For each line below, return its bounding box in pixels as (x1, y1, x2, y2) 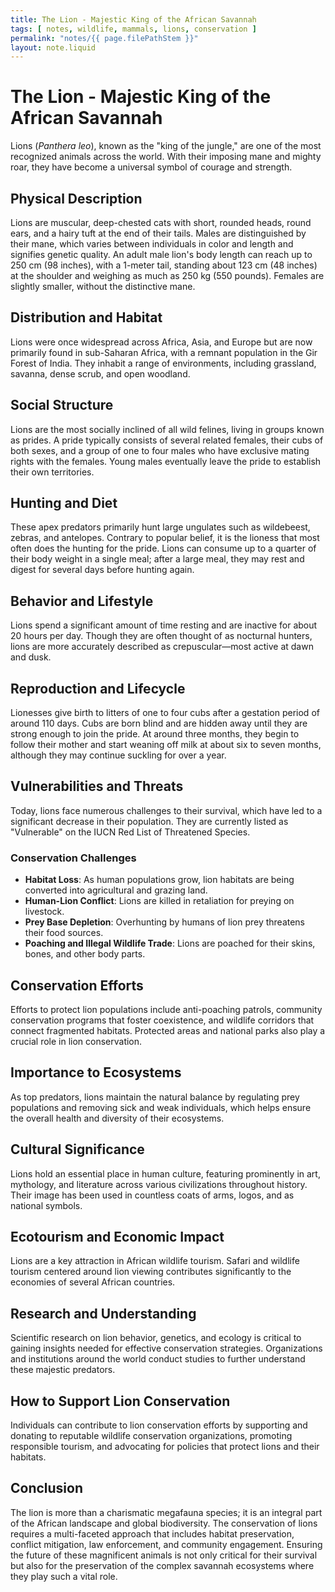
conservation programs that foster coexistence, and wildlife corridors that (10, 1014, 315, 1026)
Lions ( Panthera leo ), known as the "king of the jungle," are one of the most (10, 140, 322, 152)
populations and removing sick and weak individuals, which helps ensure (10, 1101, 312, 1113)
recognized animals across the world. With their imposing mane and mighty (10, 151, 322, 163)
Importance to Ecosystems (10, 1064, 182, 1081)
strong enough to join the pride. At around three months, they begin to (10, 728, 300, 740)
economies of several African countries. (10, 1276, 176, 1288)
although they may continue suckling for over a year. (10, 749, 227, 761)
